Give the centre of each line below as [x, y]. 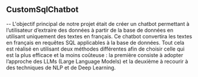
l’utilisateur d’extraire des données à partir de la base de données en [90, 30]
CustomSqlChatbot [42, 10]
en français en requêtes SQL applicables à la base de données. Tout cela [95, 42]
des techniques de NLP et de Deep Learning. [61, 68]
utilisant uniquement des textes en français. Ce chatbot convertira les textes [99, 36]
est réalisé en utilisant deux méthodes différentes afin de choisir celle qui [95, 49]
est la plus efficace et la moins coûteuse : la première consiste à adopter [95, 55]
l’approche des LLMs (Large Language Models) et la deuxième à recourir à [97, 61]
